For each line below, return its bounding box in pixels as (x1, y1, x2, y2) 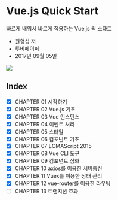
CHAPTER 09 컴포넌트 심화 (14, 157, 80, 165)
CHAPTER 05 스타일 (14, 128, 64, 135)
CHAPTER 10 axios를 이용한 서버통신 (14, 165, 103, 172)
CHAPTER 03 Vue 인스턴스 (14, 113, 80, 120)
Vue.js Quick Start (6, 4, 99, 18)
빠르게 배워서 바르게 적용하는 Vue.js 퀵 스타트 (6, 25, 112, 32)
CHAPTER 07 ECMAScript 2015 (14, 143, 92, 150)
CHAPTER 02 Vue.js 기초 (14, 105, 76, 113)
